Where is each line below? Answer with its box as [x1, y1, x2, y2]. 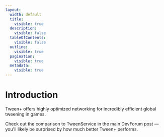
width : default [10, 12, 42, 17]
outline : [10, 44, 28, 49]
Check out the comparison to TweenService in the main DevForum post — [5, 120, 159, 126]
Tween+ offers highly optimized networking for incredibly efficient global [5, 105, 156, 111]
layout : [5, 7, 22, 12]
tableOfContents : [10, 35, 46, 40]
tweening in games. [5, 111, 46, 117]
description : [10, 26, 37, 31]
